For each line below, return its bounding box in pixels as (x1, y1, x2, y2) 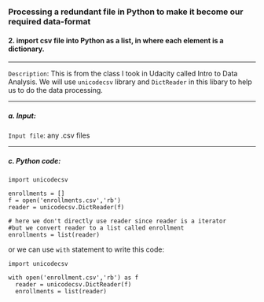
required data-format (8, 16, 91, 27)
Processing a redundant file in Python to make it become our (8, 6, 244, 17)
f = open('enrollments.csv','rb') (8, 197, 122, 204)
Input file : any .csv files (8, 131, 90, 140)
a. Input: (8, 111, 37, 120)
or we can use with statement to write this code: (8, 245, 165, 254)
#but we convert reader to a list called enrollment (8, 224, 185, 232)
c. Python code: (8, 156, 61, 165)
